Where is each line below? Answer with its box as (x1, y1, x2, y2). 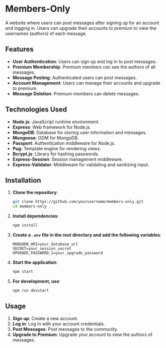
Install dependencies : (12, 213, 59, 219)
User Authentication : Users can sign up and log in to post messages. (12, 59, 157, 65)
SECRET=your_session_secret (12, 246, 71, 251)
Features (5, 45, 34, 53)
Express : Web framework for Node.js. (12, 124, 92, 130)
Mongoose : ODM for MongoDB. (12, 135, 79, 141)
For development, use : (12, 278, 61, 284)
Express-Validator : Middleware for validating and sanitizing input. (12, 161, 149, 167)
